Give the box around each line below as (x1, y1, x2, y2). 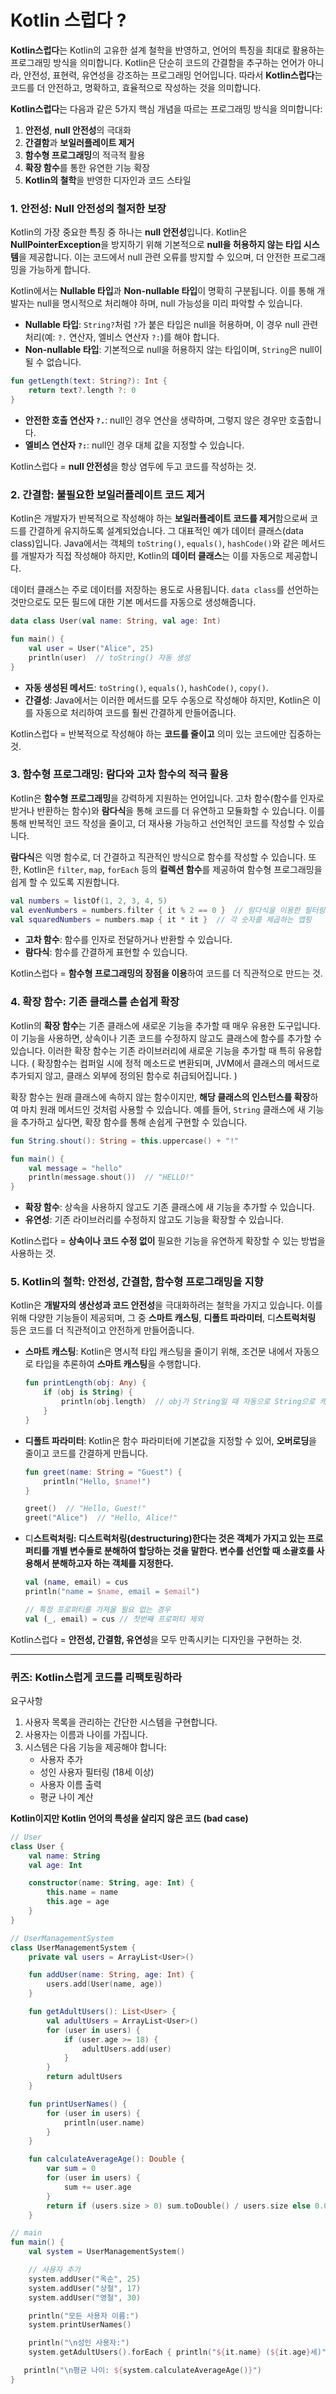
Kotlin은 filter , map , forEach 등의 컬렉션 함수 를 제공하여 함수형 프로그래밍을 (23, 863, 323, 875)
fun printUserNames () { (28, 2099, 128, 2109)
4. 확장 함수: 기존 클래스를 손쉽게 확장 (10, 995, 180, 1009)
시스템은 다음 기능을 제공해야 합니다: (24, 1741, 167, 1753)
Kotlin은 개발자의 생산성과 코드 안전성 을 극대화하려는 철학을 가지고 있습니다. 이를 (10, 1299, 323, 1311)
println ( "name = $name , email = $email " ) (24, 1587, 201, 1597)
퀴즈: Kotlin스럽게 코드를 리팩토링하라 (10, 1670, 183, 1684)
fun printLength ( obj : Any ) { (24, 1378, 147, 1388)
